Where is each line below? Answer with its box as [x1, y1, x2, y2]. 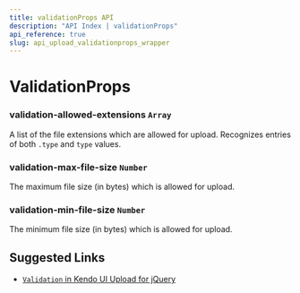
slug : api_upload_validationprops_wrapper [9, 38, 170, 47]
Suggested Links [9, 250, 106, 265]
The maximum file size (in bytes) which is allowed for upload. [9, 181, 236, 193]
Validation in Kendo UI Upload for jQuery [21, 274, 176, 285]
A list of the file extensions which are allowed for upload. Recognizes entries [9, 129, 291, 140]
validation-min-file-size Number [9, 203, 146, 216]
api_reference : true [9, 30, 87, 39]
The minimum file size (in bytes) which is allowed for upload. [9, 224, 233, 235]
